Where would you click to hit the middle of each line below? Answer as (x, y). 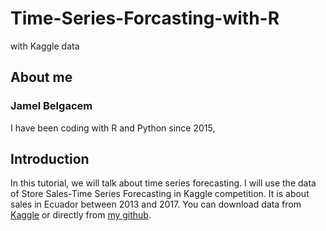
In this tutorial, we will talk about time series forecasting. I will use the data (163, 183)
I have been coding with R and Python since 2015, (113, 128)
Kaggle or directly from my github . (81, 215)
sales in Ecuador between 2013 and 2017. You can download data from (156, 204)
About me (41, 77)
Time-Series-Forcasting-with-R (145, 18)
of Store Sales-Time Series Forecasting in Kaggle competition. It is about (160, 194)
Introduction (50, 159)
